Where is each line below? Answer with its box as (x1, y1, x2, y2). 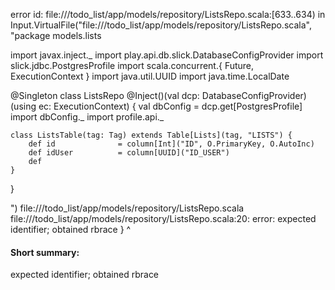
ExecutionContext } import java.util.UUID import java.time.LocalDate (10, 70, 290, 82)
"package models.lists (10, 30, 102, 41)
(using (10, 100, 37, 112)
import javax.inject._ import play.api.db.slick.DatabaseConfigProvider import (10, 49, 324, 61)
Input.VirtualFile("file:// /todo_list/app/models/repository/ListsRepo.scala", (10, 19, 312, 31)
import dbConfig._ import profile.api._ (10, 111, 165, 123)
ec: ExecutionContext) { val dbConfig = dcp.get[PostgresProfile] (38, 100, 303, 112)
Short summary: (10, 246, 80, 258)
